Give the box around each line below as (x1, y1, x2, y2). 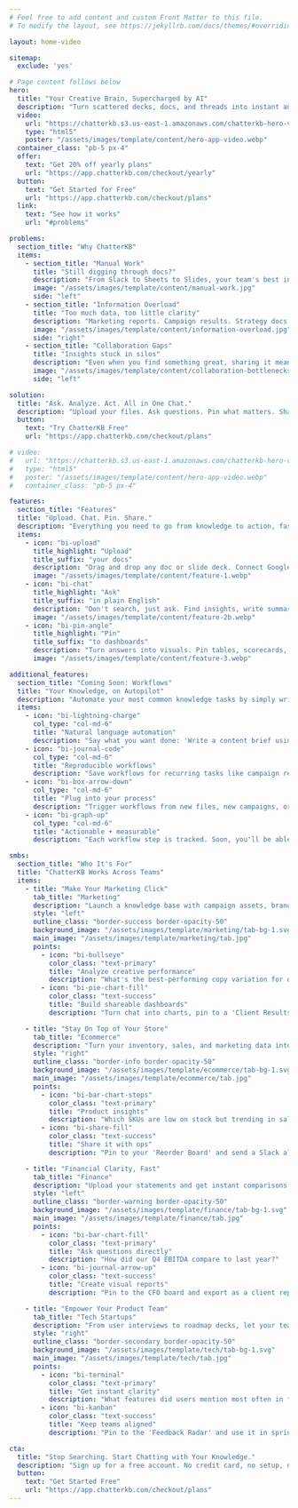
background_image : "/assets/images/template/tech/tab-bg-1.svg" (32, 1345, 276, 1355)
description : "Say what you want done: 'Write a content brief (32, 736, 272, 745)
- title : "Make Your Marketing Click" (25, 884, 169, 893)
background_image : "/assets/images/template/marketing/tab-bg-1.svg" (32, 926, 295, 935)
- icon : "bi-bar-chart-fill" (41, 1230, 149, 1240)
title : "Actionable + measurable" (32, 827, 161, 836)
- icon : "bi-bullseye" (41, 950, 125, 960)
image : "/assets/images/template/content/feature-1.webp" (32, 571, 252, 580)
